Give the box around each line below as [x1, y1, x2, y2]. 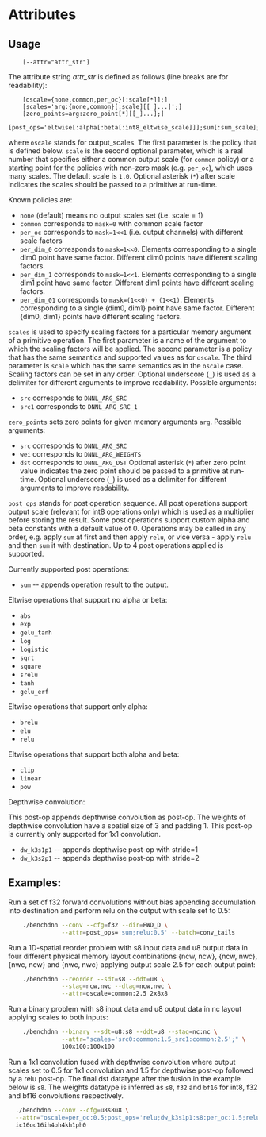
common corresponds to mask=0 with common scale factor [19, 219, 203, 228]
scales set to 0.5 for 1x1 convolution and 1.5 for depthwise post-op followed [8, 1066, 254, 1075]
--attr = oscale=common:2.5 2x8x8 [61, 990, 169, 998]
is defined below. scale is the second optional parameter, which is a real [8, 146, 244, 156]
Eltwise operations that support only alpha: [8, 702, 148, 711]
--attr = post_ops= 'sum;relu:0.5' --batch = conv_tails [61, 928, 236, 936]
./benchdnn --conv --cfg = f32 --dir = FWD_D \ [22, 921, 169, 929]
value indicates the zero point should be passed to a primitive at [19, 466, 229, 476]
